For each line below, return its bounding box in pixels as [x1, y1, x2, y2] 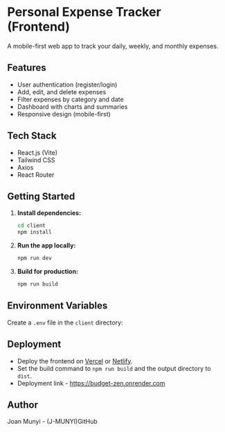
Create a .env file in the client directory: [7, 318, 123, 327]
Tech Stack [7, 130, 57, 142]
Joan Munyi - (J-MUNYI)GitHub [7, 417, 98, 426]
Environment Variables [7, 300, 108, 312]
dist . [17, 372, 33, 380]
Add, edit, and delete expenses [17, 87, 107, 96]
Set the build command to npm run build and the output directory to [17, 364, 211, 372]
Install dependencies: [17, 209, 82, 217]
